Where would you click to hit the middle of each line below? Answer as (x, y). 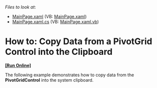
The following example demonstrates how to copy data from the (70, 75)
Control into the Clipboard (59, 52)
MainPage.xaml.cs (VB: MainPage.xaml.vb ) (56, 22)
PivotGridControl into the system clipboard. (49, 80)
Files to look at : (21, 7)
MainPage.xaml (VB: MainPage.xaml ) (49, 16)
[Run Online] (18, 65)
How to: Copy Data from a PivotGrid (79, 42)
